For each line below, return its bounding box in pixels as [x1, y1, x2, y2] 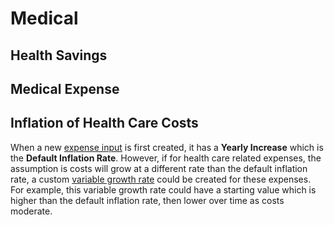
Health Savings [10, 47, 108, 64]
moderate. [10, 205, 53, 217]
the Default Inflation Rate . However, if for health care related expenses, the [10, 152, 322, 164]
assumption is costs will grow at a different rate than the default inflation [10, 162, 308, 174]
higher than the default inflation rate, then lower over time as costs [10, 194, 285, 206]
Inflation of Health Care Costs [10, 115, 199, 132]
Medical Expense [10, 80, 120, 97]
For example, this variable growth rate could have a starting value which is [10, 183, 317, 196]
